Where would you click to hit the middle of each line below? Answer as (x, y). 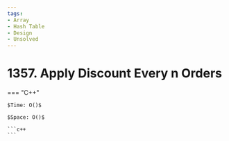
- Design (20, 33)
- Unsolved (23, 39)
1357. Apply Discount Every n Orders (114, 74)
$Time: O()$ (24, 105)
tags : (15, 13)
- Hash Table (26, 26)
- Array (18, 20)
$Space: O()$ (26, 117)
